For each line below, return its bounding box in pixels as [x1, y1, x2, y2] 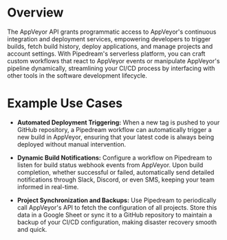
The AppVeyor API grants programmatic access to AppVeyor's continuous [7, 28, 217, 36]
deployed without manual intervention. [17, 140, 127, 149]
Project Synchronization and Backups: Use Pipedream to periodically [17, 196, 217, 204]
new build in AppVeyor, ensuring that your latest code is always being [17, 133, 215, 141]
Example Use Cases [7, 96, 123, 111]
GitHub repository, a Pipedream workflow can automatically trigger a [17, 125, 212, 133]
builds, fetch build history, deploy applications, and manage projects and [7, 42, 213, 50]
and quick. [17, 225, 47, 233]
